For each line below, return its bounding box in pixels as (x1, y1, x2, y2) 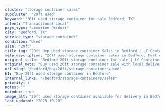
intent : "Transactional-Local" (5, 21, 69, 26)
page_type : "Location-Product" (5, 26, 69, 30)
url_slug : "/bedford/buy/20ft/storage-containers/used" (5, 67, 122, 72)
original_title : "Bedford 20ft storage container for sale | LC (5, 57, 139, 62)
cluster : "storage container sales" (5, 7, 80, 12)
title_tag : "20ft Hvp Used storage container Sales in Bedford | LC (5, 48, 148, 53)
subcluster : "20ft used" (5, 12, 56, 17)
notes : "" (5, 84, 26, 90)
